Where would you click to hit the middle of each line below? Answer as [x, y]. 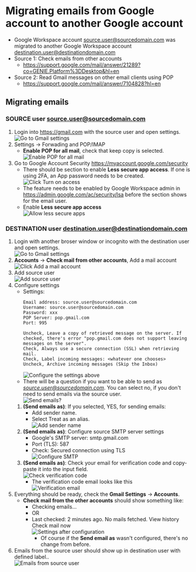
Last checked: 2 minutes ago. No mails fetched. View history [105, 519]
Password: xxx [40, 313]
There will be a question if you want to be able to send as [92, 381]
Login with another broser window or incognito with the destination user [102, 241]
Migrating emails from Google [80, 11]
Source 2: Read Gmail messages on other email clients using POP [94, 77]
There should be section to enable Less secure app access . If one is [106, 169]
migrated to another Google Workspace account [73, 46]
